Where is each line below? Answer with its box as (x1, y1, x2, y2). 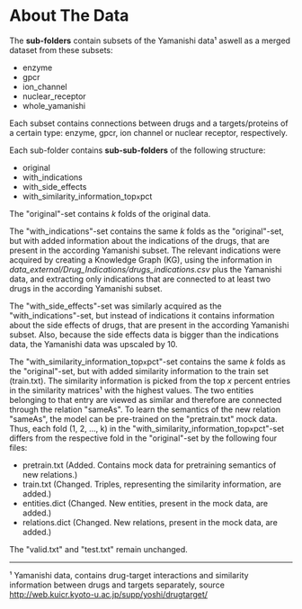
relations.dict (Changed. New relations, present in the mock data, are (22, 516, 279, 527)
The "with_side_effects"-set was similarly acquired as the (9, 300, 222, 311)
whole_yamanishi (22, 100, 86, 111)
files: (9, 442, 28, 452)
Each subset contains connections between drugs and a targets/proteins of (9, 118, 289, 129)
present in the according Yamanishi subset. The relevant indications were (9, 245, 281, 255)
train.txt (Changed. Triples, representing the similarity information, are (22, 479, 281, 489)
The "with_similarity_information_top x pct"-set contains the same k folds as (9, 356, 286, 367)
